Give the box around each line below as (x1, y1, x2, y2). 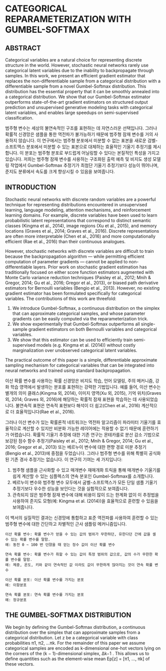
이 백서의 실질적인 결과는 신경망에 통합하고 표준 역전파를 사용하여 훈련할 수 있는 (5, 514, 159, 521)
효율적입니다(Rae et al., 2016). (15, 409, 75, 415)
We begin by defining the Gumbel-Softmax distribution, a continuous (5, 624, 146, 630)
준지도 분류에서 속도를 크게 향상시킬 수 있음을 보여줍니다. (5, 169, 115, 174)
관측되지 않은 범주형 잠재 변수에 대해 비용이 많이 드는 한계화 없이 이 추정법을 (12, 491, 160, 497)
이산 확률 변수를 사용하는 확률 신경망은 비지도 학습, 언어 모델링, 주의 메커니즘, (5, 377, 155, 383)
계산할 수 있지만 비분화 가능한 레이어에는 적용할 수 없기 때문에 (22, 425, 141, 431)
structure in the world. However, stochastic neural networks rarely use (5, 62, 149, 68)
